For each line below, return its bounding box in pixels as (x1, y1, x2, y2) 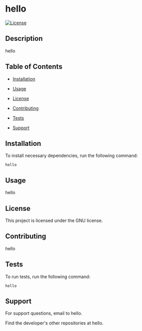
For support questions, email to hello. (5, 310, 83, 316)
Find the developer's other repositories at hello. (5, 320, 104, 326)
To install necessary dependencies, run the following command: (5, 152, 138, 159)
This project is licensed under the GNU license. (5, 217, 103, 224)
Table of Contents (5, 63, 63, 71)
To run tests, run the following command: (5, 273, 91, 280)
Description (5, 34, 43, 43)
